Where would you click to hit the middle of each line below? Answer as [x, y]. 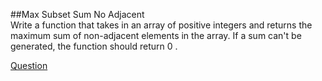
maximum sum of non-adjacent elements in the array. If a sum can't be [156, 35]
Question [29, 65]
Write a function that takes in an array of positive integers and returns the [161, 25]
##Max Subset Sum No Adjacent [77, 14]
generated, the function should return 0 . [94, 46]
